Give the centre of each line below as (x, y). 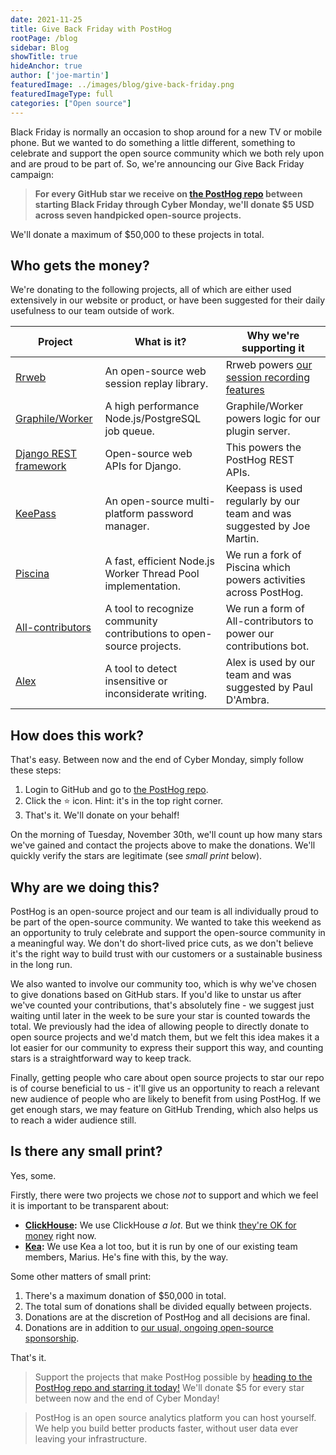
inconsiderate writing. (156, 694)
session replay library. (156, 384)
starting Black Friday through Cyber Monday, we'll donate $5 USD (174, 204)
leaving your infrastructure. (91, 1438)
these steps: (36, 770)
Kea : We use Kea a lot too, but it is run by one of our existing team (161, 1246)
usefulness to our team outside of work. (92, 311)
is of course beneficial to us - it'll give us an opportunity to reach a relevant (165, 1088)
